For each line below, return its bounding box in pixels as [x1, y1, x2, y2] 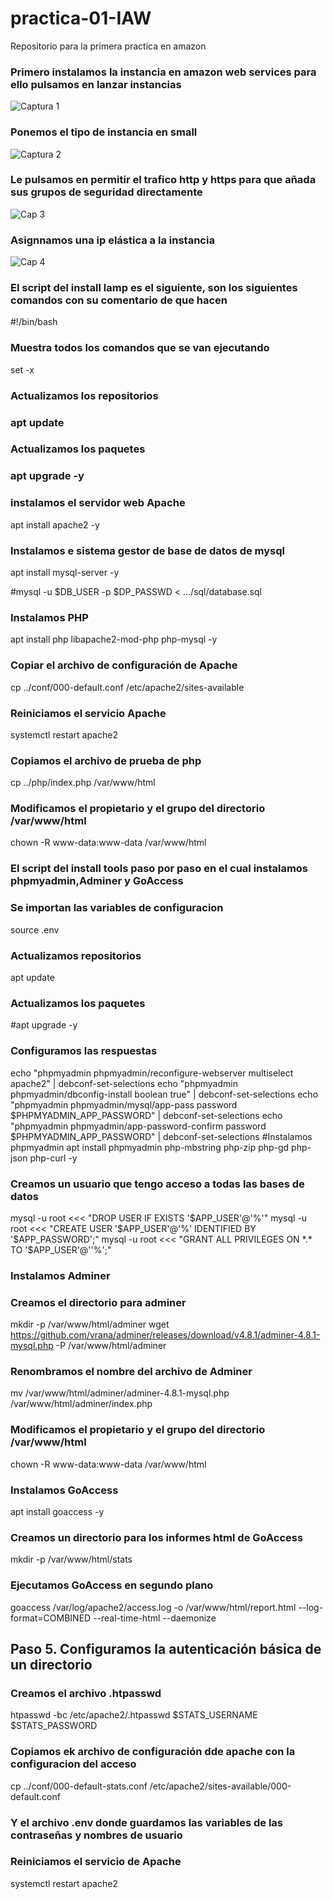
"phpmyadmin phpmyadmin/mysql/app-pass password [10, 1098, 238, 1111]
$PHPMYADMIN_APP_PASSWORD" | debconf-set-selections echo [10, 1109, 283, 1121]
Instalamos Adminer [10, 1268, 111, 1282]
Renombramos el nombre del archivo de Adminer [10, 1365, 253, 1379]
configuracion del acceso [10, 1757, 137, 1771]
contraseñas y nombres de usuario [10, 1828, 183, 1842]
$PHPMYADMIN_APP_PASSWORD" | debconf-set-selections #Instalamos [10, 1130, 313, 1142]
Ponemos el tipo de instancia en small [10, 125, 198, 139]
